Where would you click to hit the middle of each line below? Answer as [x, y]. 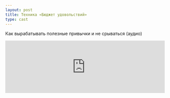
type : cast [17, 19]
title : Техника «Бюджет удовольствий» [46, 15]
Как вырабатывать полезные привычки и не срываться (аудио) [74, 34]
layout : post [19, 10]
